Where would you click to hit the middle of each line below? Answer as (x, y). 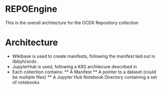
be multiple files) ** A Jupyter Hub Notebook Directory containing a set (84, 77)
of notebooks (26, 82)
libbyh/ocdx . (26, 61)
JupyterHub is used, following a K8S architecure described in (74, 66)
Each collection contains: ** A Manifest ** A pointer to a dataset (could (84, 72)
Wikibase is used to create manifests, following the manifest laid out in (83, 56)
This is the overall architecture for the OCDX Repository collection (72, 23)
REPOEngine (31, 9)
